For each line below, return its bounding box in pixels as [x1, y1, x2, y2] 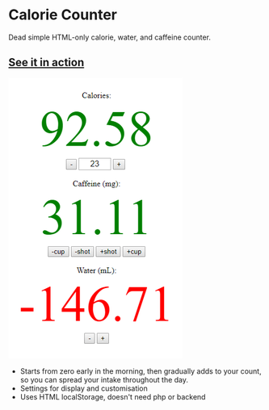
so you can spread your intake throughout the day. [19, 374, 188, 384]
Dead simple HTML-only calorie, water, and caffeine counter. [8, 32, 212, 42]
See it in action [8, 56, 85, 69]
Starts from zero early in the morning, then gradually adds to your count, [19, 366, 262, 376]
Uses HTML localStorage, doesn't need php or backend [19, 391, 206, 401]
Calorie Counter [8, 6, 117, 24]
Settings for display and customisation [19, 383, 148, 393]
